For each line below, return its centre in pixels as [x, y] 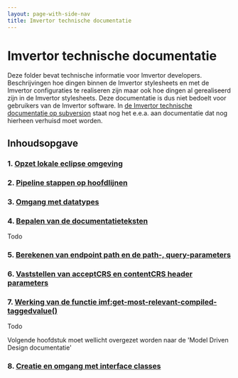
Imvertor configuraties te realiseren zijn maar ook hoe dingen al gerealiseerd [119, 90]
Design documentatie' [40, 348]
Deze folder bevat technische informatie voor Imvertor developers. [105, 75]
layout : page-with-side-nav [49, 14]
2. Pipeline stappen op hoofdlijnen [67, 182]
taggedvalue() [33, 310]
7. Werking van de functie [52, 302]
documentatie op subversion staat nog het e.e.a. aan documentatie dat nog [118, 113]
